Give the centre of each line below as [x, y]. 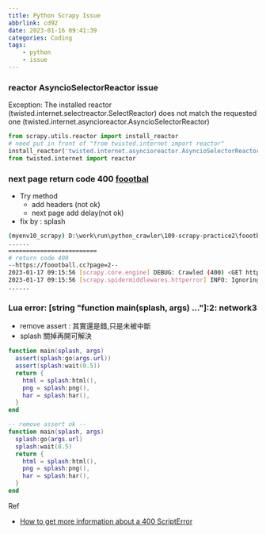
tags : [17, 45]
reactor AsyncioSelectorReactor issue [83, 87]
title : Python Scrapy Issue [55, 15]
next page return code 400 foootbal [78, 179]
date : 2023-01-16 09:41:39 [53, 30]
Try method [38, 196]
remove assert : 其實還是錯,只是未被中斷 [85, 326]
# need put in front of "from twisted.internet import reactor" [116, 144]
